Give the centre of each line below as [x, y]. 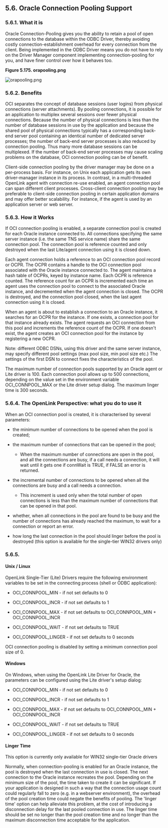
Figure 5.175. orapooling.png [36, 70]
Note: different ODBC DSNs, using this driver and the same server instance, [83, 349]
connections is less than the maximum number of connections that [89, 501]
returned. [30, 470]
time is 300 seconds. [27, 390]
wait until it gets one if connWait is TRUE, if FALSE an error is [82, 465]
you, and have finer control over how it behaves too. [59, 60]
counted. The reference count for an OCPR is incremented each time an [79, 281]
